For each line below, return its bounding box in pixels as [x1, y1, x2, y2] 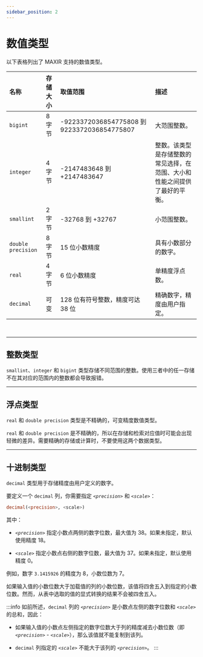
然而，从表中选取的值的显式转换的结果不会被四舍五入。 [22, 590, 160, 597]
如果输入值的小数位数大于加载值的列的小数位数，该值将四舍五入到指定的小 [6, 583, 192, 590]
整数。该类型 [155, 140, 192, 149]
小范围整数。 [155, 215, 192, 223]
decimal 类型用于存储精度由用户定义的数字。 [6, 480, 117, 486]
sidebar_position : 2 [6, 8, 59, 15]
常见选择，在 [155, 159, 192, 167]
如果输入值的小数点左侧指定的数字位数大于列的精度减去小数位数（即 [14, 623, 185, 630]
